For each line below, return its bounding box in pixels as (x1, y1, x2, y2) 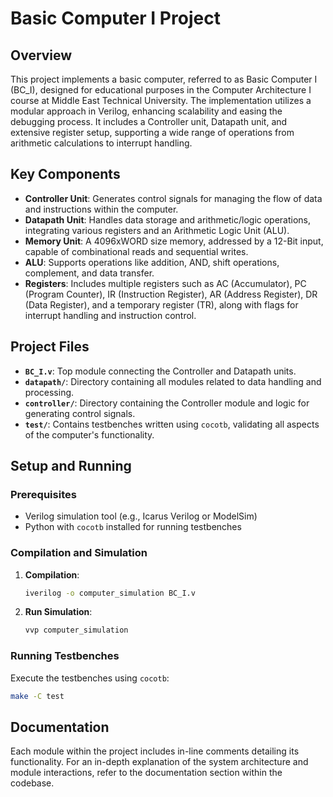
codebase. (10, 777, 55, 789)
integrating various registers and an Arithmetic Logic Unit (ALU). (24, 224, 290, 236)
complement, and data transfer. (24, 267, 155, 279)
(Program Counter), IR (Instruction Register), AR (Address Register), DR (24, 288, 318, 300)
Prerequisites (10, 487, 77, 501)
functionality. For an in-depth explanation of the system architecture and (10, 756, 309, 768)
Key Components (10, 166, 121, 183)
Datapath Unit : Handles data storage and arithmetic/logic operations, (24, 213, 312, 226)
